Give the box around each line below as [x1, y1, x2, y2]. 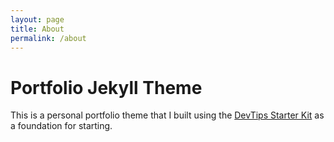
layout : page [10, 14, 65, 25]
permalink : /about [10, 33, 87, 43]
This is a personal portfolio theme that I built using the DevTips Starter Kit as [10, 109, 325, 121]
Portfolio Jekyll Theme [10, 76, 203, 99]
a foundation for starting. [10, 120, 113, 132]
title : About [10, 24, 65, 34]
